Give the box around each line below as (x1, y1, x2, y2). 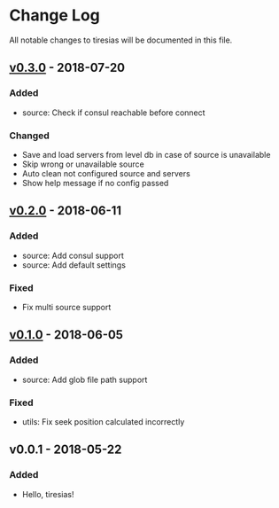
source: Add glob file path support (21, 374, 148, 385)
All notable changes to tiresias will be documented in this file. (9, 35, 233, 45)
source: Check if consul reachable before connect (21, 107, 205, 118)
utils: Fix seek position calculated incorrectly (21, 416, 185, 426)
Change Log (9, 5, 100, 26)
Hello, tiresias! (21, 488, 74, 499)
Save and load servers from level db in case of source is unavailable (21, 149, 271, 160)
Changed (9, 129, 50, 142)
